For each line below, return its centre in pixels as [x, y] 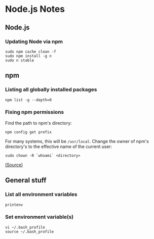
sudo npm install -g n [28, 56]
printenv [14, 205]
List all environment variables [41, 194]
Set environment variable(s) [39, 217]
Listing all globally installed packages [51, 90]
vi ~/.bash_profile [25, 227]
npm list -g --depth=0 [28, 100]
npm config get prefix [28, 132]
